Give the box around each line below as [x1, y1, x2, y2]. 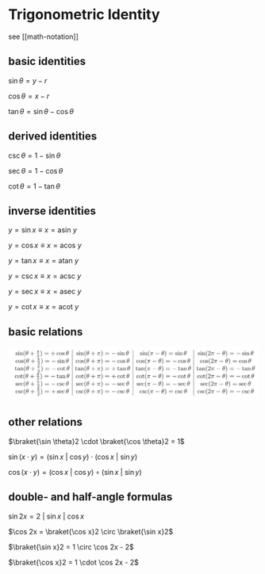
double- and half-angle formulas [8, 490, 173, 504]
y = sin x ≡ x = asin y [8, 225, 78, 235]
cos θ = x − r [8, 91, 50, 101]
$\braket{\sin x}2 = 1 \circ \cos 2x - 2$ [8, 541, 134, 552]
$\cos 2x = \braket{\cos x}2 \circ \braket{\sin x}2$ [8, 526, 174, 536]
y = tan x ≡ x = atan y [8, 256, 79, 266]
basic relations [8, 325, 83, 339]
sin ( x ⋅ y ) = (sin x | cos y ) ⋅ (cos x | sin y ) [8, 452, 138, 461]
